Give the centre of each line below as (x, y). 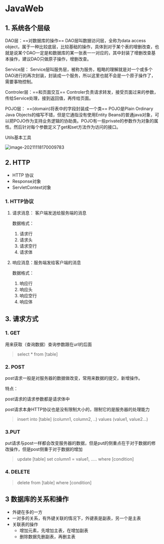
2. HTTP (18, 163)
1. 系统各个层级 (28, 28)
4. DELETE (18, 472)
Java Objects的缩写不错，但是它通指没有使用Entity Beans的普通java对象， (80, 115)
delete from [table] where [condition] (54, 482)
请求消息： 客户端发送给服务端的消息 (49, 213)
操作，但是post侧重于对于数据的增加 (46, 449)
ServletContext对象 (32, 187)
